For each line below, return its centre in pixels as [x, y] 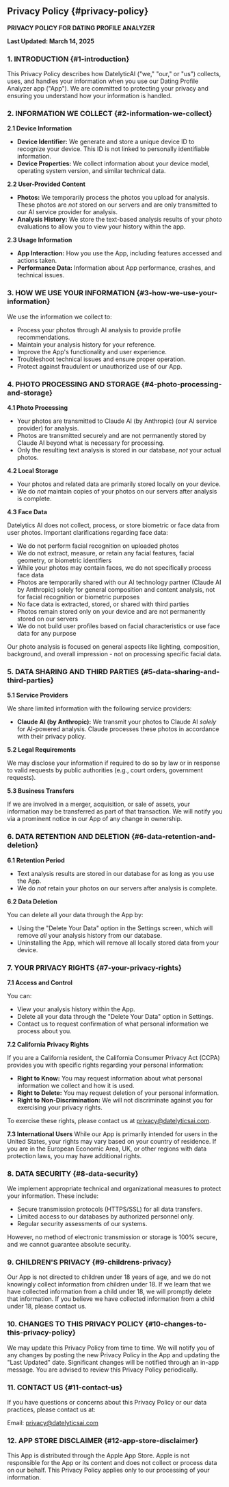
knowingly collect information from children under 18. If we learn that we [109, 1284]
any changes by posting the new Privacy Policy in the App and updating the [113, 1355]
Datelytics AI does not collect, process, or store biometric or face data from [113, 525]
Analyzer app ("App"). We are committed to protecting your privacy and [108, 89]
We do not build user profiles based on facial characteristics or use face [119, 626]
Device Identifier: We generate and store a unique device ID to [106, 142]
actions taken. [37, 261]
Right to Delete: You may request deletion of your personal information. [118, 1093]
